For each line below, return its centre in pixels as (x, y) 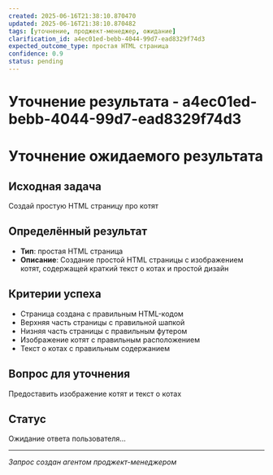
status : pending (36, 62)
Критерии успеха (55, 294)
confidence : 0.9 (36, 54)
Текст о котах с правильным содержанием (95, 348)
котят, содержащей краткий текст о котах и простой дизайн (124, 268)
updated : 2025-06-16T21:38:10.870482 (72, 24)
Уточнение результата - (94, 102)
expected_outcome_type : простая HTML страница (89, 46)
